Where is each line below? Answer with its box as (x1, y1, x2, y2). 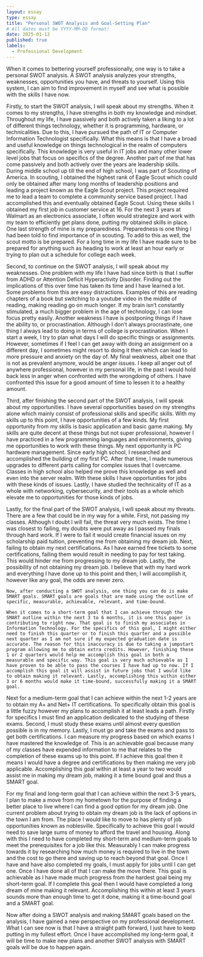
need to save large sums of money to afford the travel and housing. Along (6, 828, 190, 836)
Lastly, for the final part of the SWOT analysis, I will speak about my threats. (6, 505, 196, 513)
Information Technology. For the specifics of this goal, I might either (6, 625, 197, 631)
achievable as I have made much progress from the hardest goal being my (6, 873, 192, 881)
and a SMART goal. (6, 899, 55, 907)
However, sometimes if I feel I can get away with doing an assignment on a (6, 340, 193, 347)
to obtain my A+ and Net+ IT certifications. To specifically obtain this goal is (6, 700, 196, 708)
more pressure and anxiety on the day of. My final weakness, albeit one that (6, 353, 196, 360)
